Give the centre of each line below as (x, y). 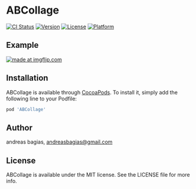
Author (19, 128)
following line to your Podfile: (42, 99)
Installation (27, 78)
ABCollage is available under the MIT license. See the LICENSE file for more (98, 175)
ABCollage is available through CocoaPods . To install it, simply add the (92, 92)
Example (22, 45)
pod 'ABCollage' (26, 109)
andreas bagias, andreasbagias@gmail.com (59, 142)
